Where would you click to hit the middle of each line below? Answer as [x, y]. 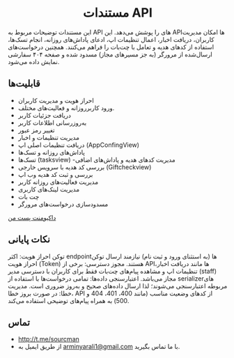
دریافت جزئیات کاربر [45, 115]
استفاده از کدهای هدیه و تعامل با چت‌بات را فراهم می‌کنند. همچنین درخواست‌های [111, 47]
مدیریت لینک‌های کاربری [48, 189]
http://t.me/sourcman [48, 339]
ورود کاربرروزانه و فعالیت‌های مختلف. [66, 108]
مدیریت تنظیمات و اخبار [48, 137]
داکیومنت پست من [32, 217]
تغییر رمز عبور [36, 130]
